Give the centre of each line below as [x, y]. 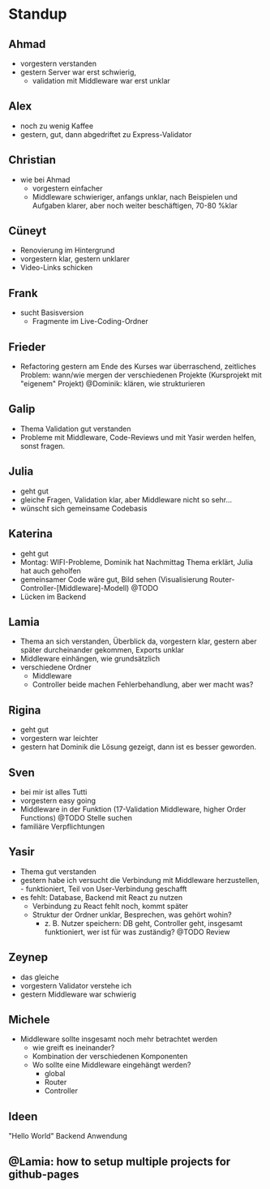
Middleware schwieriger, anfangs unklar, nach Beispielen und [135, 196]
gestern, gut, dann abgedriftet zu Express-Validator [106, 134]
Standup [38, 14]
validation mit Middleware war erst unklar [101, 81]
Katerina [30, 534]
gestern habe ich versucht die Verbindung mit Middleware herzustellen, [139, 880]
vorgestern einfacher [67, 188]
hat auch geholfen [50, 571]
